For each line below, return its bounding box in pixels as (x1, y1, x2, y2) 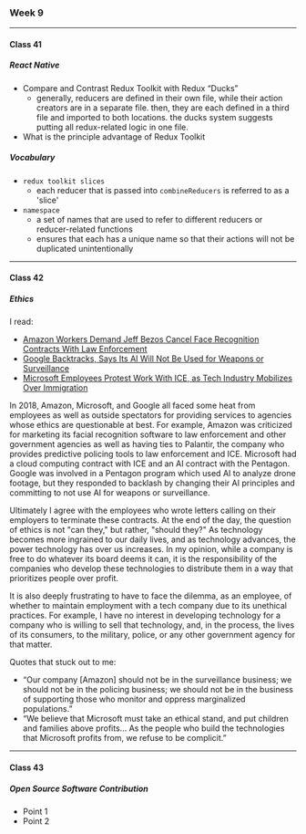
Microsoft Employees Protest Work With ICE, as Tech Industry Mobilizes (22, 372, 293, 384)
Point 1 (22, 806, 48, 817)
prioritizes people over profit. (9, 573, 119, 584)
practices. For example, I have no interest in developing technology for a (9, 610, 280, 621)
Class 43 (9, 762, 44, 773)
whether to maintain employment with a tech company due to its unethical (9, 600, 287, 611)
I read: (9, 317, 34, 328)
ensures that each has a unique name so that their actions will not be (36, 233, 295, 244)
